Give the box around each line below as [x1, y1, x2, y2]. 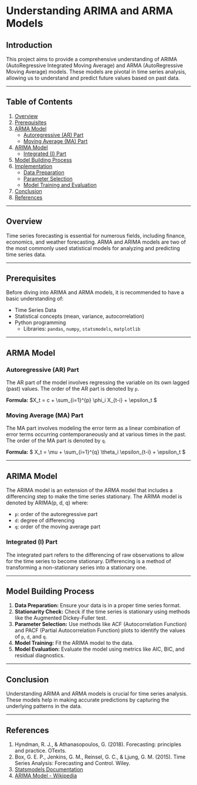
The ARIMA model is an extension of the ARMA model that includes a [6, 487, 173, 494]
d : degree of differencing [14, 517, 75, 524]
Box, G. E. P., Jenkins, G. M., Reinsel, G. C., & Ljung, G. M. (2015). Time [14, 753, 186, 760]
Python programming [14, 319, 66, 326]
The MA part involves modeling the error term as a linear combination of [6, 425, 181, 432]
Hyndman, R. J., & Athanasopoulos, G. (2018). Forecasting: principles [14, 740, 182, 748]
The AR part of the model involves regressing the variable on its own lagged [6, 379, 189, 386]
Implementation [14, 162, 53, 169]
